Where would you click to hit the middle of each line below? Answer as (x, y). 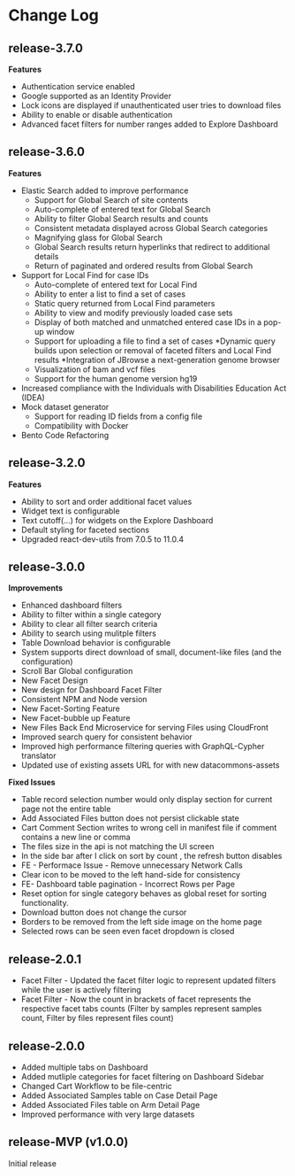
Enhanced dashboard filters (72, 605)
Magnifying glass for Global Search (98, 237)
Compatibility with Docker (81, 425)
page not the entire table (66, 809)
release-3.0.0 (47, 567)
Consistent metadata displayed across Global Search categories (151, 228)
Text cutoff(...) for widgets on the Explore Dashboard (117, 520)
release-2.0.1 (45, 959)
